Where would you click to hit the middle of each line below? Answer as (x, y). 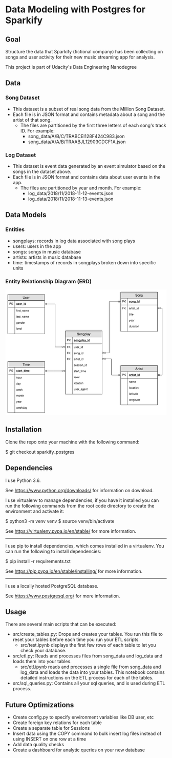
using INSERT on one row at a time (49, 739)
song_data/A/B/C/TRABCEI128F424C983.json (76, 136)
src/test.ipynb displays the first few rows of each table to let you (88, 645)
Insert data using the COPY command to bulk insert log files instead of (87, 734)
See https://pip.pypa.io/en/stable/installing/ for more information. (74, 571)
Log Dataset (21, 155)
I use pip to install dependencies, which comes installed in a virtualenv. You (85, 546)
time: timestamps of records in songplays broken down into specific (84, 262)
